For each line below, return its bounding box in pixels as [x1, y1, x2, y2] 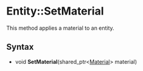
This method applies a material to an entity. [6, 24, 114, 32]
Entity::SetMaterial [6, 4, 105, 18]
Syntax [6, 42, 34, 52]
